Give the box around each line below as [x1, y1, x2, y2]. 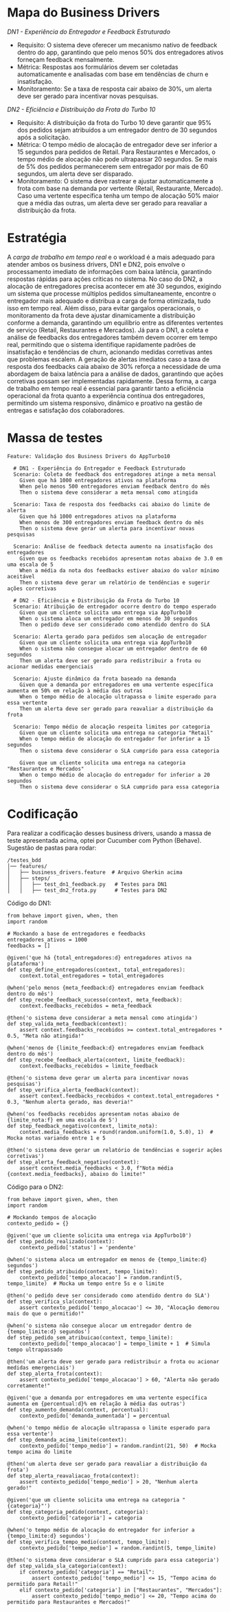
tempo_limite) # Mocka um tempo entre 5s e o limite [7, 1280, 165, 1287]
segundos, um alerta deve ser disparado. [16, 170, 134, 178]
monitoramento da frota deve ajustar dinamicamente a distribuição [7, 311, 196, 319]
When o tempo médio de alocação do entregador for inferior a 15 [19, 735, 211, 742]
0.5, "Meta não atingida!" [7, 1032, 84, 1039]
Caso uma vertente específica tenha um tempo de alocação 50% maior [16, 191, 219, 200]
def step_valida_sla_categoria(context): [7, 1563, 128, 1569]
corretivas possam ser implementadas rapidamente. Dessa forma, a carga [7, 376, 217, 385]
